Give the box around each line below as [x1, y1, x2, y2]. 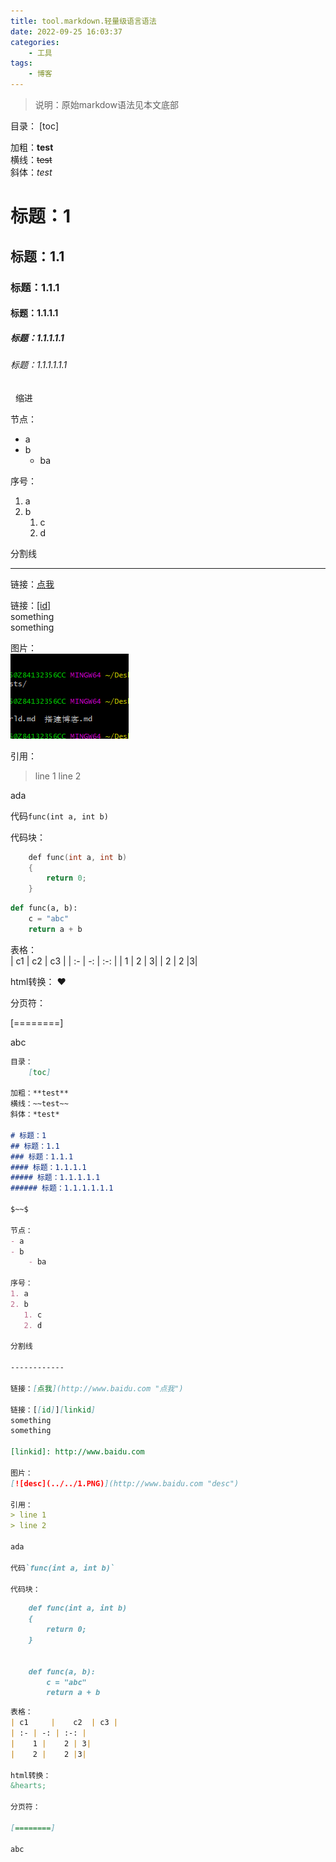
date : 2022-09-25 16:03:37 [10, 26, 123, 37]
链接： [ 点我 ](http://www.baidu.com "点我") [10, 1383, 184, 1394]
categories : [10, 37, 60, 47]
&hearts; [10, 1781, 47, 1791]
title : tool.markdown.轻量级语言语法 [10, 16, 157, 26]
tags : [10, 58, 33, 69]
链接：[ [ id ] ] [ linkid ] [10, 1405, 96, 1415]
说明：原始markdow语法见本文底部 [34, 99, 179, 110]
